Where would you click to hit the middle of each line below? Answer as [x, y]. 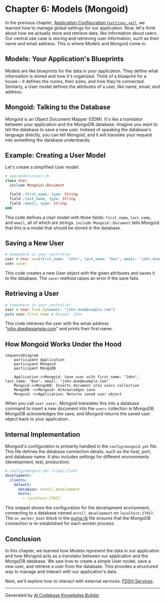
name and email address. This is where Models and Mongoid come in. [76, 43]
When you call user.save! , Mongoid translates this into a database [72, 403]
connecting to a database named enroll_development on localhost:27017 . [80, 513]
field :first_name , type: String [44, 194]
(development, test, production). [38, 462]
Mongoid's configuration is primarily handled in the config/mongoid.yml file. [82, 446]
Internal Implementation [43, 434]
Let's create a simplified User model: [42, 167]
